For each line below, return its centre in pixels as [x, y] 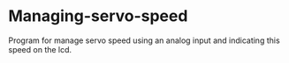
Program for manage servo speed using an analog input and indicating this [144, 40]
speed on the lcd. [40, 49]
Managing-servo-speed [98, 16]
